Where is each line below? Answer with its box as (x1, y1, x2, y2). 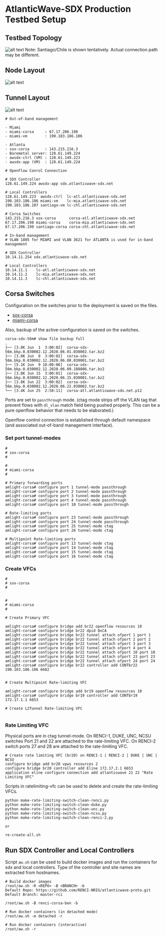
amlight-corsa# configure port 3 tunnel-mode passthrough (5, 493, 127, 498)
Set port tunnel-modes (5, 434, 61, 441)
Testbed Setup (5, 14, 66, 25)
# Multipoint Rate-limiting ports (5, 537, 76, 542)
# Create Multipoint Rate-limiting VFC (5, 680, 87, 685)
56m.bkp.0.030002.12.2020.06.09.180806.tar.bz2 (5, 367, 105, 372)
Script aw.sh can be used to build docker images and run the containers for (5, 859, 158, 865)
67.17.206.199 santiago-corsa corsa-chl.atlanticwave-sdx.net (5, 224, 135, 229)
